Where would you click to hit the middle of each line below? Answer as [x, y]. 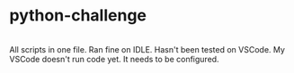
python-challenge [78, 16]
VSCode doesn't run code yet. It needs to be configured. [114, 59]
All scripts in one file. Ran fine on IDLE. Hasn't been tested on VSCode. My [147, 49]
